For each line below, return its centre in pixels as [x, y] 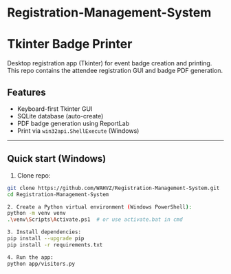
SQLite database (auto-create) [60, 116]
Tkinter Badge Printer [70, 44]
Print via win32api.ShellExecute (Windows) [78, 130]
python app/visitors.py [41, 264]
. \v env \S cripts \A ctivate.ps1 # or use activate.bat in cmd [95, 220]
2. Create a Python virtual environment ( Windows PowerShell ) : [100, 207]
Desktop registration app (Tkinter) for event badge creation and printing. [110, 63]
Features [26, 92]
